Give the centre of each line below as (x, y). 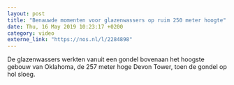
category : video (31, 33)
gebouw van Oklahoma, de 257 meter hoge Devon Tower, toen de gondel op (117, 67)
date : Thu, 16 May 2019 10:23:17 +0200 (65, 26)
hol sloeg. (21, 75)
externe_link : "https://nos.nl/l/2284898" (70, 40)
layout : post (26, 14)
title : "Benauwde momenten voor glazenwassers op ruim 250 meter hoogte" (117, 20)
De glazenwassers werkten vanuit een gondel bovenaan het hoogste (106, 59)
